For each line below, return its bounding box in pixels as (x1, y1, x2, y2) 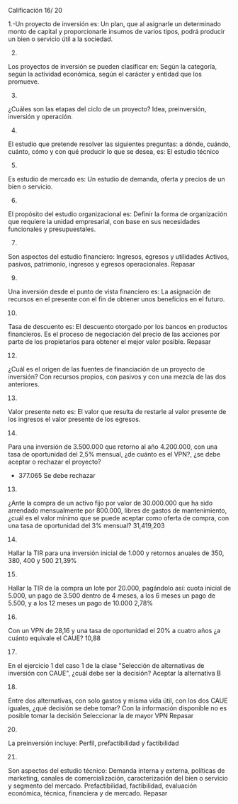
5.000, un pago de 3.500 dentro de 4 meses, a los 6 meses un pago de (8, 591, 215, 600)
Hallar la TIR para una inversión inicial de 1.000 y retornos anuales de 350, (8, 549, 225, 557)
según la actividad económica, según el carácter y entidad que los (8, 70, 203, 78)
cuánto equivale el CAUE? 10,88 (8, 634, 101, 642)
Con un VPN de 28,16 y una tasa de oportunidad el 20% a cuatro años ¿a (8, 627, 221, 635)
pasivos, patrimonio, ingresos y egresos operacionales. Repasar (8, 260, 195, 268)
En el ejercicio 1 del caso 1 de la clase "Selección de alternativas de (8, 661, 205, 669)
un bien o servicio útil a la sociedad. (8, 35, 113, 43)
